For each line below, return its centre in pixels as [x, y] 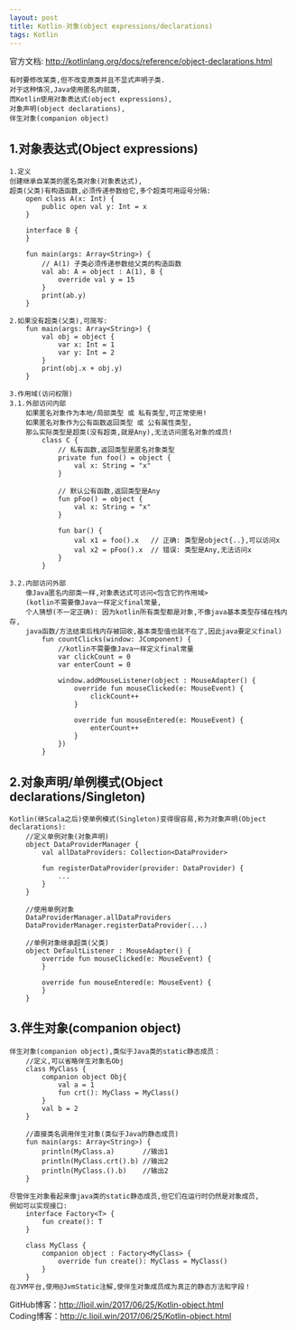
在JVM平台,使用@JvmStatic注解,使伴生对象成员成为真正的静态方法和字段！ [130, 1287]
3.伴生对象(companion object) [96, 1028]
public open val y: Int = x [94, 207]
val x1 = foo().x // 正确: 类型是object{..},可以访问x [177, 541]
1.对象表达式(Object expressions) [104, 149]
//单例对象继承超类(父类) [68, 943]
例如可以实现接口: [38, 1206]
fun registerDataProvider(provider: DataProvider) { [143, 869]
